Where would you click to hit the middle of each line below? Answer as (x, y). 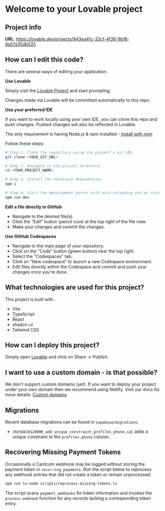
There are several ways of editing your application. (56, 71)
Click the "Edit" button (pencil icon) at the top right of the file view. (79, 221)
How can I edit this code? (44, 60)
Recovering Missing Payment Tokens (63, 452)
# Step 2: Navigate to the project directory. (54, 166)
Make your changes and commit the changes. (58, 227)
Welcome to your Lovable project (74, 9)
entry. (11, 503)
